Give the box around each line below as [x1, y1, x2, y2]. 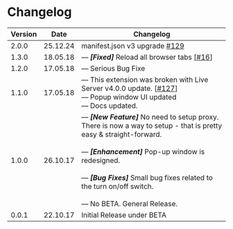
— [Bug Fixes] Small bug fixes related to [80, 173, 214, 183]
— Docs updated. [80, 101, 138, 110]
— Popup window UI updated [80, 92, 177, 101]
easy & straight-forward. [80, 129, 162, 139]
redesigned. [80, 155, 121, 165]
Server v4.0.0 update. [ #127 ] [80, 83, 178, 93]
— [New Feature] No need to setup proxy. [80, 112, 219, 121]
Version [10, 29, 37, 39]
